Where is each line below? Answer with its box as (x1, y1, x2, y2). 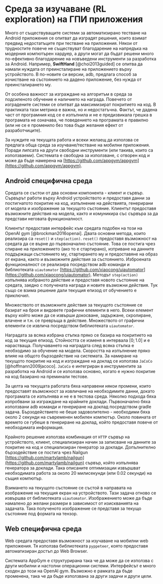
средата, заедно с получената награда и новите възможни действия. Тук (5, 282, 158, 288)
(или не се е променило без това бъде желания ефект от (5, 122, 123, 128)
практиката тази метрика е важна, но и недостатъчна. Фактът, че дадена (5, 106, 158, 113)
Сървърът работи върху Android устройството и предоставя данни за (5, 195, 150, 201)
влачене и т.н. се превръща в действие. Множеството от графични (5, 317, 145, 323)
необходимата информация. (5, 424, 64, 430)
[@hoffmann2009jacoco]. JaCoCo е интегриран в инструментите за (5, 363, 142, 369)
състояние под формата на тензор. (5, 510, 78, 516)
